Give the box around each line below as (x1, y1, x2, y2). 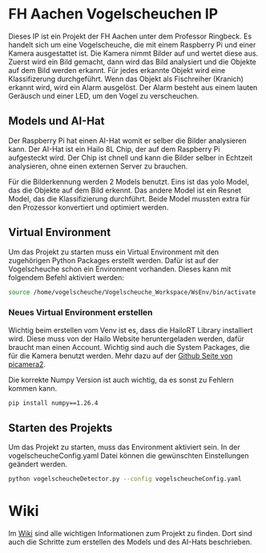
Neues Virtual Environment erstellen (8, 307, 154, 318)
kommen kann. (8, 383, 58, 393)
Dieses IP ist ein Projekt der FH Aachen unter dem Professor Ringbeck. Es (8, 31, 252, 41)
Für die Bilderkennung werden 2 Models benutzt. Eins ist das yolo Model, (8, 177, 250, 186)
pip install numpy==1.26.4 (8, 399, 99, 407)
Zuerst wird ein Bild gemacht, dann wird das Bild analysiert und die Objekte (8, 57, 256, 67)
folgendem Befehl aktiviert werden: (8, 272, 124, 282)
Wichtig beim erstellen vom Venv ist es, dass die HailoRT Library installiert (8, 325, 253, 335)
